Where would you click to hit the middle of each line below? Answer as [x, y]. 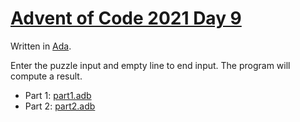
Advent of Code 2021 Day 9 [126, 18]
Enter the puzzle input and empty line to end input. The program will [150, 65]
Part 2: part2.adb [60, 106]
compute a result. [46, 76]
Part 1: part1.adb [58, 95]
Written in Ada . [41, 46]
